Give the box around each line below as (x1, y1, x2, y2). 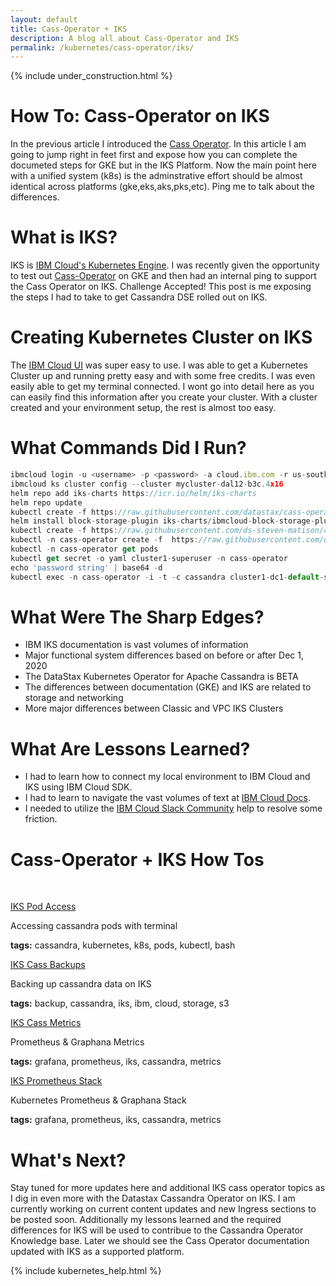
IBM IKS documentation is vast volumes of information (24, 639, 249, 651)
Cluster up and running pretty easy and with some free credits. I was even (10, 370, 316, 382)
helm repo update (10, 497, 83, 508)
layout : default (10, 14, 78, 25)
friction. (24, 813, 58, 825)
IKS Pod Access (10, 901, 77, 913)
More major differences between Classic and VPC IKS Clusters (24, 702, 284, 715)
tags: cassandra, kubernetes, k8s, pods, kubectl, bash (10, 939, 236, 951)
